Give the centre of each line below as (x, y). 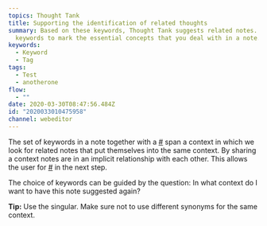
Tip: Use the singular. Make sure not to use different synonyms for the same (133, 206)
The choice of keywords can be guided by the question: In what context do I (133, 182)
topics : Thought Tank (44, 16)
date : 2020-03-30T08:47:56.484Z (62, 104)
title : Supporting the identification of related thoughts (108, 23)
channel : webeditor (41, 119)
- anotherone (37, 82)
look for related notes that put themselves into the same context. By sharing (132, 150)
